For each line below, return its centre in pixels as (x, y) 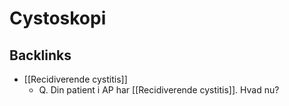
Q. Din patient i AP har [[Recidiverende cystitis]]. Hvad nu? (159, 90)
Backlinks (40, 55)
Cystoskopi (58, 18)
